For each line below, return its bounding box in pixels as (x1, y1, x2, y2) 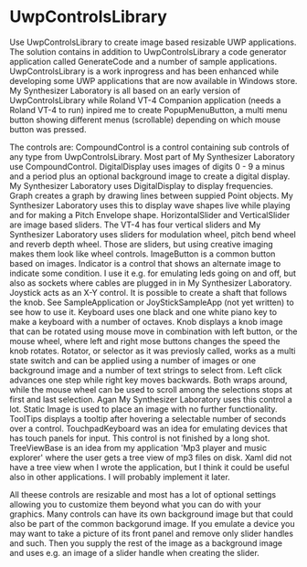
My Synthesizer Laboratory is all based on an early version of (9, 85, 240, 96)
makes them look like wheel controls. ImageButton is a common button (9, 248, 276, 259)
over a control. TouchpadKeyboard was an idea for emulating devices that (9, 423, 288, 434)
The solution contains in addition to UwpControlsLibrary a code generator (9, 46, 287, 57)
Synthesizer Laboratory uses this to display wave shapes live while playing (9, 199, 291, 211)
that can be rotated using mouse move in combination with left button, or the (9, 326, 299, 337)
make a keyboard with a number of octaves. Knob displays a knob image (9, 316, 283, 327)
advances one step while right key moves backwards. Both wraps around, (9, 374, 288, 385)
